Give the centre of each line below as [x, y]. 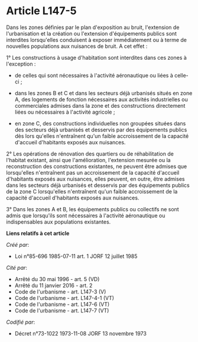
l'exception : [21, 64]
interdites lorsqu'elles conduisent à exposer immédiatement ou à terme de [97, 40]
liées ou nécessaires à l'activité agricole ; [65, 112]
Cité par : [17, 267]
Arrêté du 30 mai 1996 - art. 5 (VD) [57, 279]
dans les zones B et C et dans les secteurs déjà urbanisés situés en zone [103, 93]
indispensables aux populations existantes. [59, 222]
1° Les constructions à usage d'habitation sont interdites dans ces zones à [97, 57]
